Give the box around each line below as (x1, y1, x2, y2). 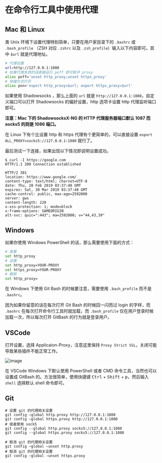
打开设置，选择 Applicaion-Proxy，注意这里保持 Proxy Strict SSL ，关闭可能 (5, 342, 157, 347)
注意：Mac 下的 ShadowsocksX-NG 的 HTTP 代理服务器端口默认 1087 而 (5, 115, 151, 121)
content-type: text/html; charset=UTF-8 (5, 179, 88, 184)
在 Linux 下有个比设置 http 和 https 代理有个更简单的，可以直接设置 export (5, 132, 153, 137)
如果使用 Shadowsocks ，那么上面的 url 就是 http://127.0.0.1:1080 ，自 (5, 93, 150, 99)
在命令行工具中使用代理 (5, 4, 99, 16)
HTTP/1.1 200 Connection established (5, 162, 81, 167)
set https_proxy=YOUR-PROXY (5, 267, 62, 272)
